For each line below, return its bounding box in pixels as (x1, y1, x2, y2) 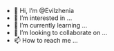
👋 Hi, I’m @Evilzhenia (13, 7, 75, 14)
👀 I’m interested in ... (13, 14, 73, 22)
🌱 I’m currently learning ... (13, 21, 88, 29)
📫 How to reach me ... (13, 37, 78, 44)
